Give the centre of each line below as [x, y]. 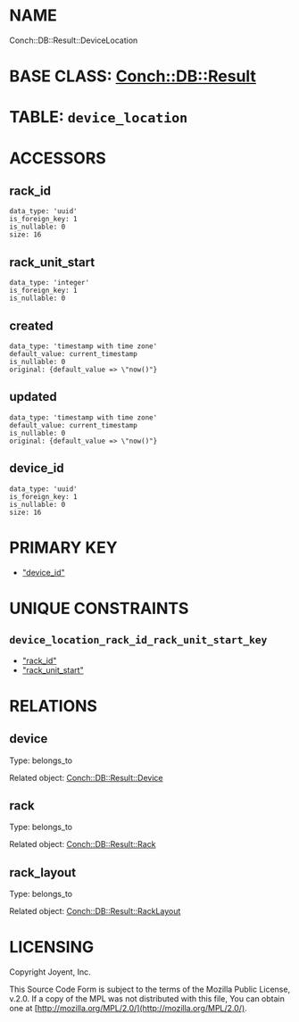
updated [33, 397]
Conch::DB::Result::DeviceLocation [74, 40]
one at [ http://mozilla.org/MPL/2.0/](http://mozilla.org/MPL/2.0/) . [128, 1009]
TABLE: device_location [99, 117]
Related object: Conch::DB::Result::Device [86, 777]
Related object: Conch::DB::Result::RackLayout [95, 911]
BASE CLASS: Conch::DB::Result [133, 76]
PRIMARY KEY [63, 548]
